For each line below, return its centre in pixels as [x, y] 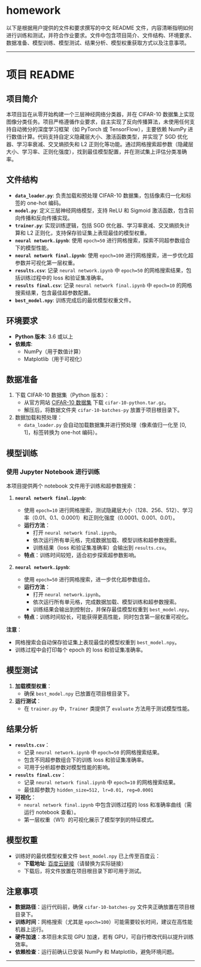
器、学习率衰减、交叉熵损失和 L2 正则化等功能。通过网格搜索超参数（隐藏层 [100, 144]
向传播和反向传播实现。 [44, 218]
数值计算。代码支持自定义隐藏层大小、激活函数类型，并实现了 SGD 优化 [100, 137]
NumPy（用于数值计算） [54, 351]
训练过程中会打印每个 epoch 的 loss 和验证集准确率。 [80, 650]
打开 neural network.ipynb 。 [68, 595]
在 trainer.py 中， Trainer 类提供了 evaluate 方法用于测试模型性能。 [108, 708]
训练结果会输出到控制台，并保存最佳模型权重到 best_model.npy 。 [112, 610]
